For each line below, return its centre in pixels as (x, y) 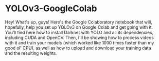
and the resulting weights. (31, 53)
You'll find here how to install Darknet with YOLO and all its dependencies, (79, 32)
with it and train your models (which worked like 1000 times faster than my (79, 42)
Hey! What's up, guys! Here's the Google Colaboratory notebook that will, (79, 22)
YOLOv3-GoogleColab (51, 9)
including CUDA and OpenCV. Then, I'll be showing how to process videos (79, 38)
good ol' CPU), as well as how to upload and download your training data (78, 48)
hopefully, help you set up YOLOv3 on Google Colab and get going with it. (79, 27)
